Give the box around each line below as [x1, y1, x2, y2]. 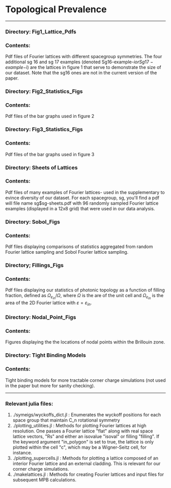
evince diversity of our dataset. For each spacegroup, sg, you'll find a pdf [5, 194, 159, 201]
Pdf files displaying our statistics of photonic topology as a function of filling [5, 287, 165, 293]
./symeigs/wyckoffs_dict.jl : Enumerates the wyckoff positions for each [12, 411, 161, 418]
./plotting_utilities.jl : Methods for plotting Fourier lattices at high [12, 422, 147, 428]
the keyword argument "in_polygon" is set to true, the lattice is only [12, 438, 154, 445]
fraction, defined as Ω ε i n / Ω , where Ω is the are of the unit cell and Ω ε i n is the [5, 292, 164, 301]
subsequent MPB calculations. [12, 476, 77, 483]
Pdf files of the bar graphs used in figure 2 [5, 113, 95, 119]
